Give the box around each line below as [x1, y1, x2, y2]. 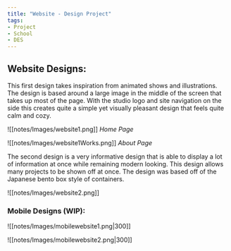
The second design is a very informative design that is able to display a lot [7, 152, 223, 161]
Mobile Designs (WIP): [7, 206, 86, 216]
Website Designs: [7, 63, 87, 75]
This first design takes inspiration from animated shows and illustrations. [7, 81, 218, 90]
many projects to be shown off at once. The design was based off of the [7, 167, 217, 176]
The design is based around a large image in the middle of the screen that [7, 89, 222, 97]
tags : [7, 17, 23, 24]
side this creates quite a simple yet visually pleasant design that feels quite [7, 104, 224, 112]
